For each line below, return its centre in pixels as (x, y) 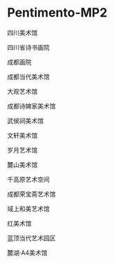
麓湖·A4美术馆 (27, 253)
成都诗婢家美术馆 (31, 106)
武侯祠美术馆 (25, 120)
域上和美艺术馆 (28, 208)
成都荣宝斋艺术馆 (31, 194)
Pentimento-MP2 (57, 13)
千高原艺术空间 (28, 179)
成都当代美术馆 (28, 77)
